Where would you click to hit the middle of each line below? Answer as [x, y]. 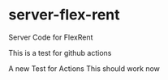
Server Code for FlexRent [51, 37]
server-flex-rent [64, 15]
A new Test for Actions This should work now [84, 68]
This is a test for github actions [60, 53]
